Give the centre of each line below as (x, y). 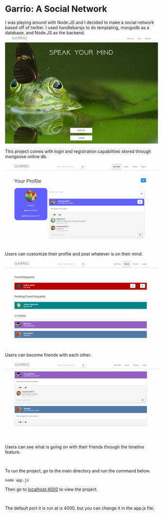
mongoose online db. (26, 157)
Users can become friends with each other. (48, 355)
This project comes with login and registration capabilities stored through (78, 151)
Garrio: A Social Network (56, 9)
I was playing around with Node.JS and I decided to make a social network (80, 22)
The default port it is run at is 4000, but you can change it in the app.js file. (80, 508)
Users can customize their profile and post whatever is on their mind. (74, 254)
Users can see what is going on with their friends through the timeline (75, 447)
